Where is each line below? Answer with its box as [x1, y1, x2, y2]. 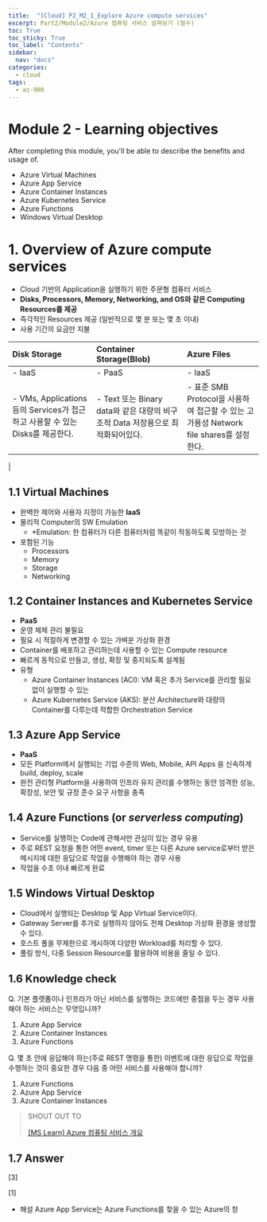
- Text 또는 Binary [96, 393, 163, 404]
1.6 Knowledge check [8, 972, 117, 986]
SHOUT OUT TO [27, 1111, 82, 1121]
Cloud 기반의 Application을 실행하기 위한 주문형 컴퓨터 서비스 [19, 284, 212, 295]
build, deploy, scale [19, 767, 83, 777]
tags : [8, 78, 26, 86]
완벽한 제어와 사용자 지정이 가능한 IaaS [19, 507, 141, 517]
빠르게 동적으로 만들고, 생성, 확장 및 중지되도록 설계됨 [19, 654, 185, 665]
